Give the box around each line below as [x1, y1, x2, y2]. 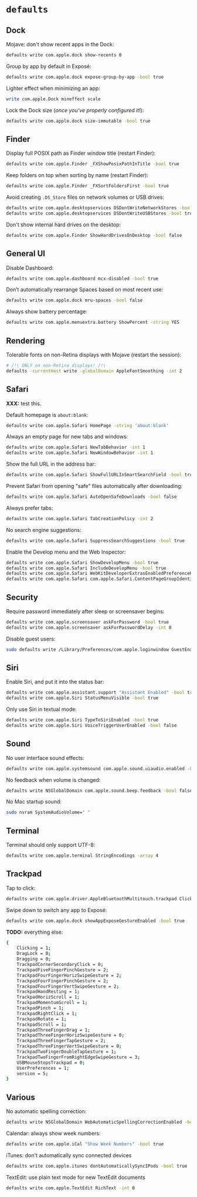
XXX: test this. [6, 400, 42, 407]
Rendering [6, 335, 45, 345]
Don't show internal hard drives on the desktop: [6, 221, 121, 228]
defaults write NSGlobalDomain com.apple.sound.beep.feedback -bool [6, 788, 177, 794]
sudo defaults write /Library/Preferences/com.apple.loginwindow [6, 646, 169, 652]
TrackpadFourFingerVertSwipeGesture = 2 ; [16, 984, 119, 989]
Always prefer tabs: [6, 504, 53, 511]
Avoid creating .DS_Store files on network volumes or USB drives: [6, 194, 164, 201]
